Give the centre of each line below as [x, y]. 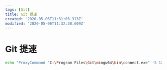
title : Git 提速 [21, 14]
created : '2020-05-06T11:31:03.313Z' [44, 19]
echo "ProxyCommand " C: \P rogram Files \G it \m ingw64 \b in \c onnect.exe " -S [81, 63]
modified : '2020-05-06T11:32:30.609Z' [45, 23]
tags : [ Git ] [17, 10]
